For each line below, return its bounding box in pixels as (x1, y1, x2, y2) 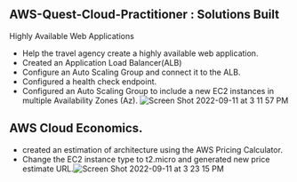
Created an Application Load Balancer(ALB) (21, 57, 182, 67)
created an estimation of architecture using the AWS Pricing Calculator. (21, 144, 283, 154)
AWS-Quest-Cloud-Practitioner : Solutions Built (9, 7, 280, 22)
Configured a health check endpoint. (21, 75, 157, 87)
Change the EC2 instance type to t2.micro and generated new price (21, 154, 270, 164)
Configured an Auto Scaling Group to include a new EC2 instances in (21, 85, 275, 96)
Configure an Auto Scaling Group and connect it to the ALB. (21, 67, 241, 77)
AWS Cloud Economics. (9, 121, 143, 136)
